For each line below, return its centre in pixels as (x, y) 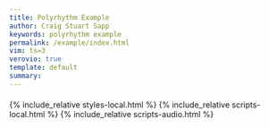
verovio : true (36, 59)
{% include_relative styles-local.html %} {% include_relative (120, 105)
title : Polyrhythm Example (59, 17)
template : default (43, 68)
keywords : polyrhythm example (66, 34)
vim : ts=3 (28, 51)
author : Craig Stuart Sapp (59, 26)
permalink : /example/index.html (69, 43)
